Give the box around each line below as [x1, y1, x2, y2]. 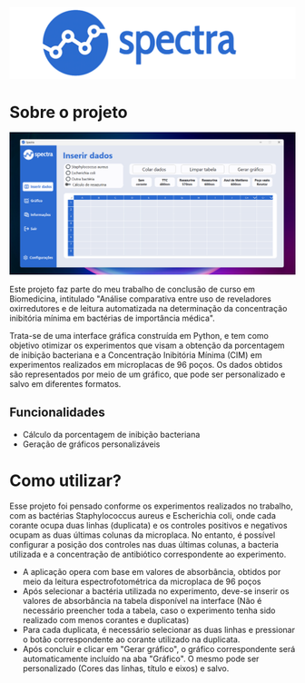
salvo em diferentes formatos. [9, 378, 122, 389]
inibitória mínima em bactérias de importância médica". [9, 312, 215, 323]
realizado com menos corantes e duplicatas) [22, 614, 190, 625]
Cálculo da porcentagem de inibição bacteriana [22, 429, 201, 440]
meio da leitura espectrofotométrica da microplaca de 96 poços [22, 576, 261, 587]
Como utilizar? [9, 470, 123, 490]
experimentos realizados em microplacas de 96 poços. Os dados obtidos [9, 359, 283, 370]
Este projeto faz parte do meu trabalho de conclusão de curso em [9, 283, 256, 294]
